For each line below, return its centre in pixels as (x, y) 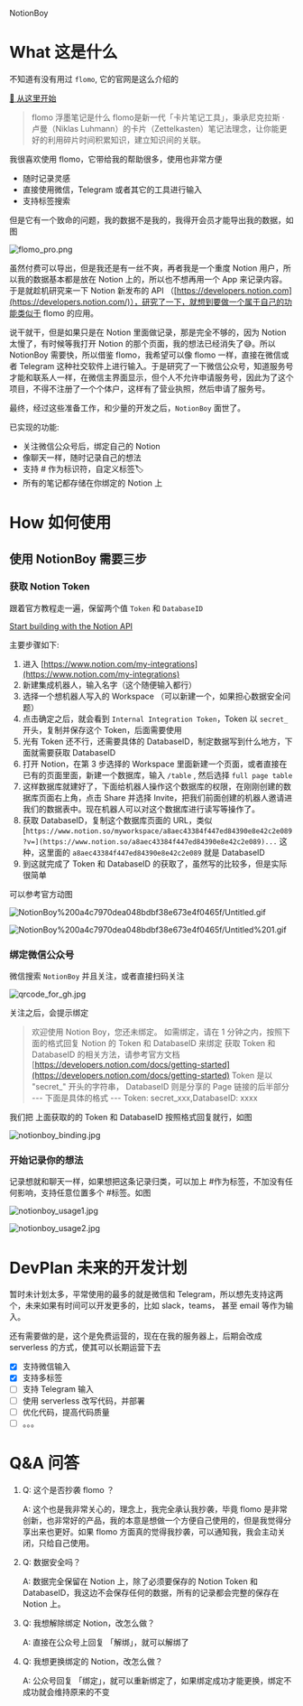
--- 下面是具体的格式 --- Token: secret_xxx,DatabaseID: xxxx (145, 1098)
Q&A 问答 (45, 1463)
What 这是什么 (64, 52)
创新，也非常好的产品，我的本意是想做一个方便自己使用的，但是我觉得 (153, 1520)
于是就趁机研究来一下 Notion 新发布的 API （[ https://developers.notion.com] (151, 290)
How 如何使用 (60, 523)
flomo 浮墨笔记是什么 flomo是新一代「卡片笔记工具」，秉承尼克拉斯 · (158, 117)
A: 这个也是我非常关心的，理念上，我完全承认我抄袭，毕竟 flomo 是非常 (155, 1509)
